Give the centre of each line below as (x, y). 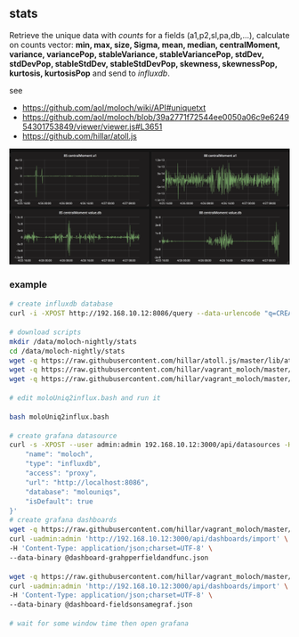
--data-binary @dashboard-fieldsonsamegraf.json (101, 605)
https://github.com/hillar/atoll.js (80, 135)
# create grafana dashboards (63, 520)
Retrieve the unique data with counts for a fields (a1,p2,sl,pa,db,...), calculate (149, 35)
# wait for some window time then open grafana (99, 624)
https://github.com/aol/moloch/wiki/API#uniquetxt (114, 107)
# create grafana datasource (63, 436)
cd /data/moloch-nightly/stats (67, 351)
